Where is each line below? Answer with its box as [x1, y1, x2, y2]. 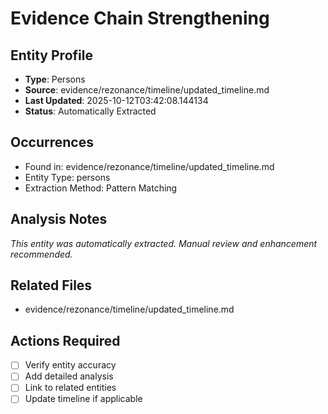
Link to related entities [24, 382, 117, 394]
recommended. [10, 248, 73, 260]
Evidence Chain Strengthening [10, 7, 270, 30]
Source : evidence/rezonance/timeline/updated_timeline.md [24, 84, 270, 96]
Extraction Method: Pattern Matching [24, 182, 178, 194]
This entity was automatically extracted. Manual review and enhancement [10, 237, 318, 249]
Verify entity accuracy [24, 359, 117, 371]
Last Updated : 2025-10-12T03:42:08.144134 [24, 95, 209, 106]
